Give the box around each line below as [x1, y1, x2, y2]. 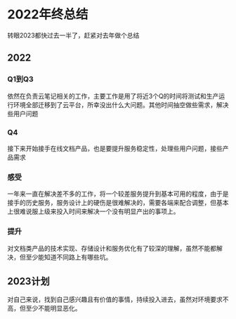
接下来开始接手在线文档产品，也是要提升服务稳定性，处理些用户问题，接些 [7, 144, 223, 152]
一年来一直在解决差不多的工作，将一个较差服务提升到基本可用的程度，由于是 [7, 189, 229, 198]
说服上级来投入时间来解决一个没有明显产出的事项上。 [25, 207, 180, 215]
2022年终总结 [7, 6, 88, 23]
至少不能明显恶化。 [25, 304, 81, 313]
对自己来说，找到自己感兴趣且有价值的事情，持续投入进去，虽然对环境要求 [7, 295, 223, 304]
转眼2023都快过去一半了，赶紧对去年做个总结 [7, 31, 140, 39]
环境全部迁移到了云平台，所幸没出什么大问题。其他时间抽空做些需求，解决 [13, 100, 229, 109]
